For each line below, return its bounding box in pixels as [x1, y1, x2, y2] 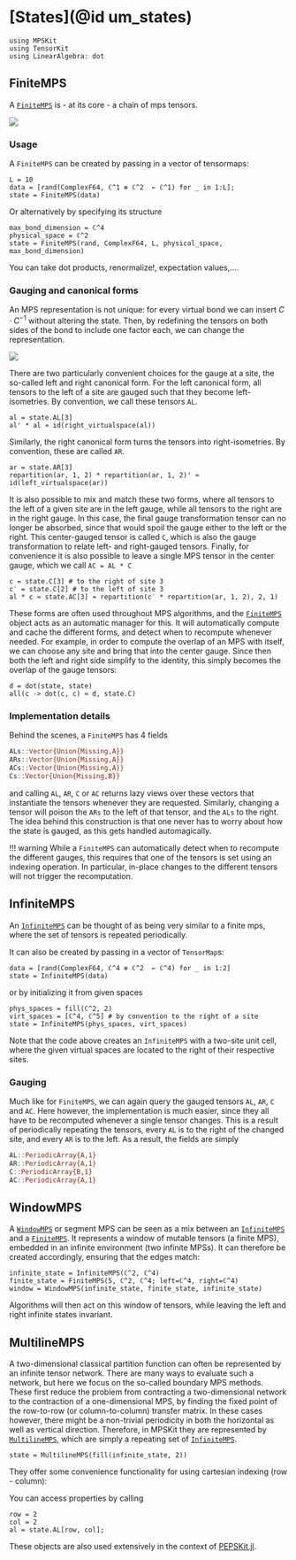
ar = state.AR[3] [9, 463, 73, 472]
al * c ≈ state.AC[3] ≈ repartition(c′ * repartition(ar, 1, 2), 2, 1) [9, 592, 278, 601]
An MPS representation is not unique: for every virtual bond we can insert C [9, 305, 285, 315]
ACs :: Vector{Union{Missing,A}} [9, 764, 125, 773]
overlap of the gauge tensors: [9, 665, 118, 675]
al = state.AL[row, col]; [9, 1525, 104, 1534]
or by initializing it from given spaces [9, 986, 143, 998]
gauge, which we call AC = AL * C [9, 560, 133, 570]
